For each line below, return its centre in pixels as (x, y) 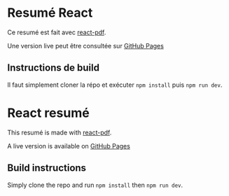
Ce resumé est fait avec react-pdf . (57, 32)
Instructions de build (54, 68)
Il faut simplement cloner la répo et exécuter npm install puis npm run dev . (115, 85)
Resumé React (50, 13)
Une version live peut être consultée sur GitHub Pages (86, 45)
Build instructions (47, 168)
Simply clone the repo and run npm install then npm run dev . (95, 185)
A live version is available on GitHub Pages (69, 146)
